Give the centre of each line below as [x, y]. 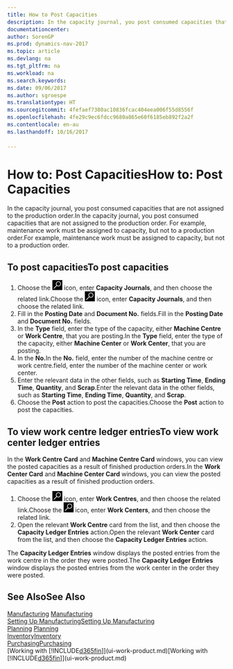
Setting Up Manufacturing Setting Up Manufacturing [81, 621]
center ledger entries [54, 442]
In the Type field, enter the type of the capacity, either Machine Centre [119, 329]
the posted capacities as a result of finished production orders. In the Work [114, 467]
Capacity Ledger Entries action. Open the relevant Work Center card [116, 532]
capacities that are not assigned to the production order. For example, [107, 223]
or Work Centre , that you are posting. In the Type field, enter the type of [120, 336]
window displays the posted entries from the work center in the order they [113, 568]
